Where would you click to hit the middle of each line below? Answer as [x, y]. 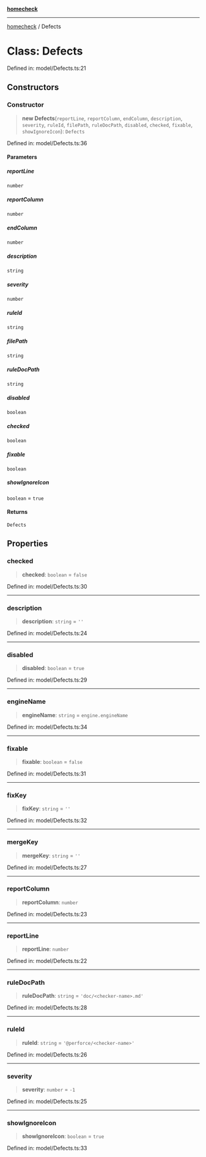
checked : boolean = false [54, 575]
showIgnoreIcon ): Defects [53, 131]
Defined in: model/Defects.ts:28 [47, 1008]
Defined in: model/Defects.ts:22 [47, 961]
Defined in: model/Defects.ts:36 [47, 143]
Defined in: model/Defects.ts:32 [47, 821]
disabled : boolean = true [53, 668]
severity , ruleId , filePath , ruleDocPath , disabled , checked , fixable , [107, 124]
